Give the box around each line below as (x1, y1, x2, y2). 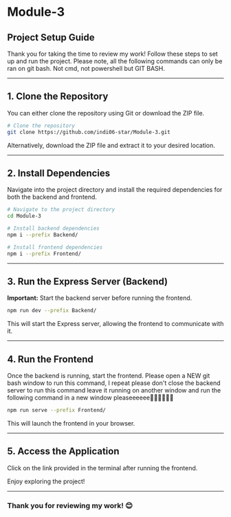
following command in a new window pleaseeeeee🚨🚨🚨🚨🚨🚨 (7, 393, 174, 402)
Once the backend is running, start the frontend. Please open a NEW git (7, 372, 210, 380)
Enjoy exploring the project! (7, 477, 85, 485)
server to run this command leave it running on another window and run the (7, 386, 221, 395)
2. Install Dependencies (7, 167, 111, 179)
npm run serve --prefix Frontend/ (7, 407, 107, 414)
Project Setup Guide (7, 32, 95, 43)
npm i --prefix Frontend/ (7, 250, 81, 257)
